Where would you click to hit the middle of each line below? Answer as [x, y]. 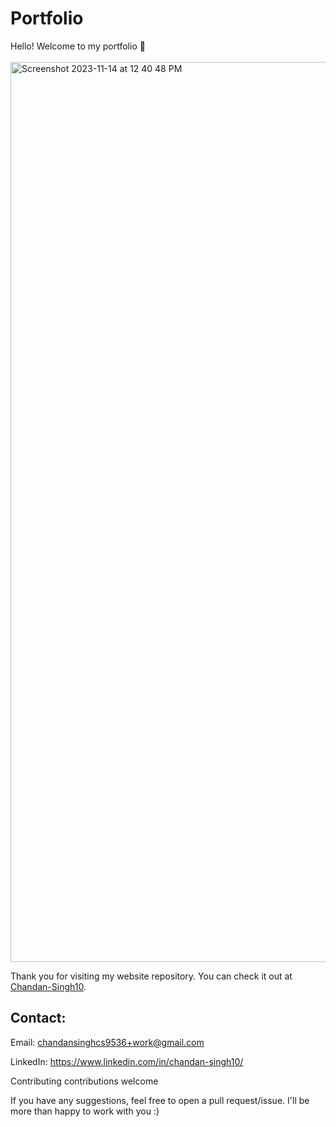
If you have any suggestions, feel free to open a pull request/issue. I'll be [160, 1100]
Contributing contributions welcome [84, 1081]
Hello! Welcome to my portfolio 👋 [78, 46]
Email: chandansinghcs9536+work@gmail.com [107, 1042]
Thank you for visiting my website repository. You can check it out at [151, 976]
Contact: [38, 1018]
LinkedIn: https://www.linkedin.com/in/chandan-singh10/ [127, 1061]
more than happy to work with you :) [85, 1111]
